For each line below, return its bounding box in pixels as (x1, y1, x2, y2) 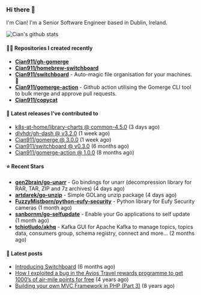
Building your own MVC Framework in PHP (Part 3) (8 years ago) (14, 282, 175, 290)
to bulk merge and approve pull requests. (14, 90, 117, 97)
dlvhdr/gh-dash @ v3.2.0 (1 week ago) (14, 129, 110, 137)
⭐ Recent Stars (6, 163, 44, 170)
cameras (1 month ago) (14, 204, 72, 211)
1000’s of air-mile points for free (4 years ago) (14, 276, 129, 283)
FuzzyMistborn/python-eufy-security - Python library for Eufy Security (14, 198, 195, 205)
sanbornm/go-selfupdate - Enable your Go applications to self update (14, 210, 190, 217)
